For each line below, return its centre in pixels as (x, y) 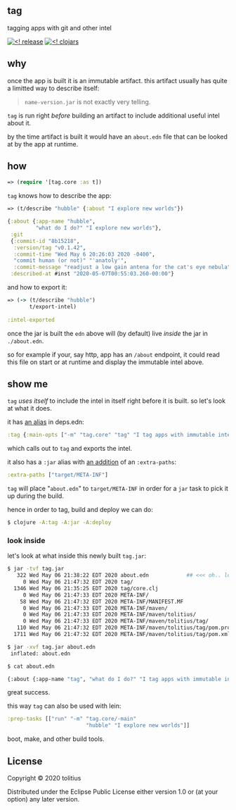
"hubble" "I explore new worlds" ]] (138, 725)
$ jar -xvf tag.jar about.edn (52, 647)
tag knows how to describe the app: (59, 196)
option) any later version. (43, 799)
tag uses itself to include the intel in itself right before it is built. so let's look (117, 401)
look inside (26, 540)
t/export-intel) (53, 306)
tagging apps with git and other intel (60, 27)
